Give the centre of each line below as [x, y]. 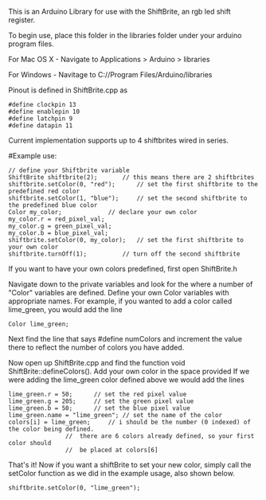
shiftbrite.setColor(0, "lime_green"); [74, 488]
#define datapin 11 [41, 126]
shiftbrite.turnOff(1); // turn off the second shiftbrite [124, 254]
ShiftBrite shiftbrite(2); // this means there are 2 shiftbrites [131, 178]
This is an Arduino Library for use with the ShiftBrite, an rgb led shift [119, 12]
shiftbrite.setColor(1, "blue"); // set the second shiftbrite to [128, 198]
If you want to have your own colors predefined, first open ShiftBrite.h [123, 269]
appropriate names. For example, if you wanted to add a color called [120, 301]
